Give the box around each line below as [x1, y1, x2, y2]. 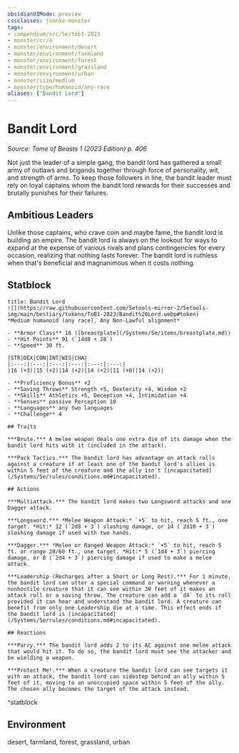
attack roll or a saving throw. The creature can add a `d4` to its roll [7, 592, 232, 599]
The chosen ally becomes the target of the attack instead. [7, 685, 190, 692]
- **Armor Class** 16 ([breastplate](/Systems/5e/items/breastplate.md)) [7, 329, 232, 336]
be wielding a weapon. [7, 654, 75, 661]
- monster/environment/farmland [7, 51, 103, 58]
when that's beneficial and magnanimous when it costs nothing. [7, 258, 195, 267]
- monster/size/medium [7, 76, 75, 84]
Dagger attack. [7, 504, 53, 511]
